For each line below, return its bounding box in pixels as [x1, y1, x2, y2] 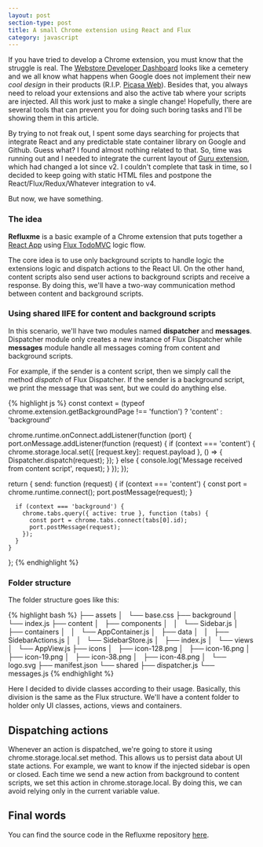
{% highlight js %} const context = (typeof [8, 398, 145, 407]
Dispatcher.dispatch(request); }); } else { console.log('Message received [8, 455, 243, 465]
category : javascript [8, 33, 79, 42]
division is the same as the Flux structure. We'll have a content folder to [8, 693, 239, 702]
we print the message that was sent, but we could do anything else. [8, 383, 227, 392]
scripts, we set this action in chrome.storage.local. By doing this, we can [8, 778, 243, 787]
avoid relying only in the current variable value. [8, 786, 160, 795]
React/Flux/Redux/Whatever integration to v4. [8, 179, 156, 189]
